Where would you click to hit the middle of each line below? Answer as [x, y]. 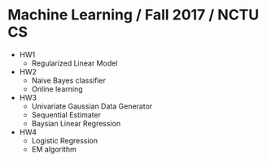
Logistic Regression [65, 140]
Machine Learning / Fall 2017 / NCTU [133, 15]
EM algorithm [54, 149]
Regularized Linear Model [74, 63]
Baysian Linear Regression [76, 123]
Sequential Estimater [66, 114]
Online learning [57, 89]
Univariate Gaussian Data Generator [92, 106]
